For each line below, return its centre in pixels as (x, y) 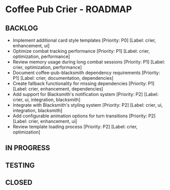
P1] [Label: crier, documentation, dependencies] (63, 78)
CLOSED (19, 183)
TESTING (20, 165)
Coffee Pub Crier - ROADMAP (69, 9)
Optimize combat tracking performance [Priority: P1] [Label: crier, (81, 51)
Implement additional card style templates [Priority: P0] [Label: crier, (84, 40)
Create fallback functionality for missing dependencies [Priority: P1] (83, 83)
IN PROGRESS (28, 148)
